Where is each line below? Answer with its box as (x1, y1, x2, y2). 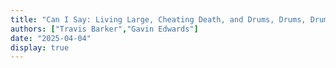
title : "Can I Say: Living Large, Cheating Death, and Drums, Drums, (10, 14, 307, 25)
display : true (10, 42, 70, 53)
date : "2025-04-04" (10, 33, 92, 43)
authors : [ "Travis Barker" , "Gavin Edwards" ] (10, 24, 199, 34)
